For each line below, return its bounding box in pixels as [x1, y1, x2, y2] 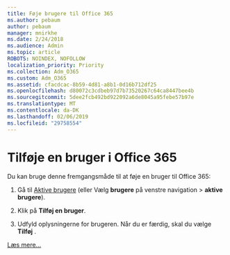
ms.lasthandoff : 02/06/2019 [7, 113, 89, 120]
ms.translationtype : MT [7, 100, 76, 107]
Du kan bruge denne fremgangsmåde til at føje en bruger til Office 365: [7, 173, 211, 181]
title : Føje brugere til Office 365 [7, 10, 113, 17]
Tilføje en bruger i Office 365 [7, 150, 177, 165]
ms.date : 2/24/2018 [7, 36, 64, 43]
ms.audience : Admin [7, 42, 64, 49]
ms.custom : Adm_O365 [7, 74, 67, 82]
